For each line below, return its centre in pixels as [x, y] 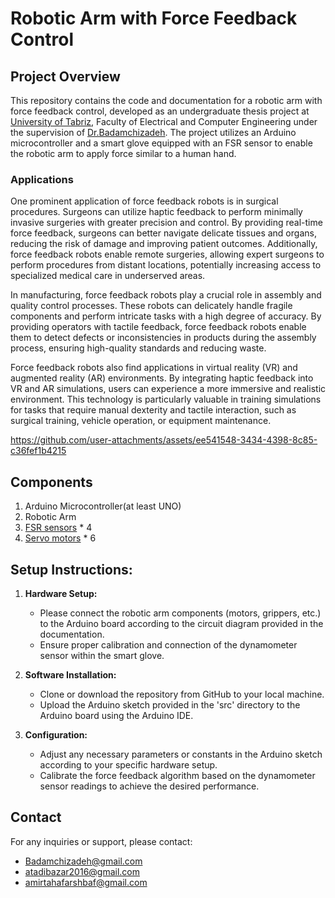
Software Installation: [70, 674]
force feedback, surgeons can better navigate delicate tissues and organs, [163, 233]
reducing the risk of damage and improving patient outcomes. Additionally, [164, 244]
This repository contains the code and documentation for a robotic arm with [166, 100]
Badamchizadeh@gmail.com [83, 861]
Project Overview [65, 76]
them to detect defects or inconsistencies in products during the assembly [163, 338]
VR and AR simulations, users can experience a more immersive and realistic [168, 389]
